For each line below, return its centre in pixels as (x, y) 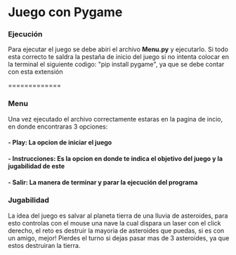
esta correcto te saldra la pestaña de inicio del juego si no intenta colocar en (118, 57)
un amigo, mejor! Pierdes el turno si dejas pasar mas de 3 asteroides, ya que (119, 238)
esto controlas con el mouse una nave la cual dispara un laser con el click (114, 223)
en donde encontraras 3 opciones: (58, 126)
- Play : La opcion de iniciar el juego (60, 143)
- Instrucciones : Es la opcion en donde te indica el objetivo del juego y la (116, 158)
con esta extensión (35, 72)
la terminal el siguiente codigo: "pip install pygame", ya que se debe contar (116, 65)
